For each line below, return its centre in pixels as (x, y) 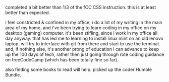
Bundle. (13, 75)
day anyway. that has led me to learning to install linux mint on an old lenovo (84, 38)
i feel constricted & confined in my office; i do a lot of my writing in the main (84, 22)
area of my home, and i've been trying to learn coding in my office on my (81, 28)
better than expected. (28, 13)
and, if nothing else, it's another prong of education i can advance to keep (82, 49)
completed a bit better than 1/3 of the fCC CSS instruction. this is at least (81, 7)
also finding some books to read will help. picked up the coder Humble (79, 69)
